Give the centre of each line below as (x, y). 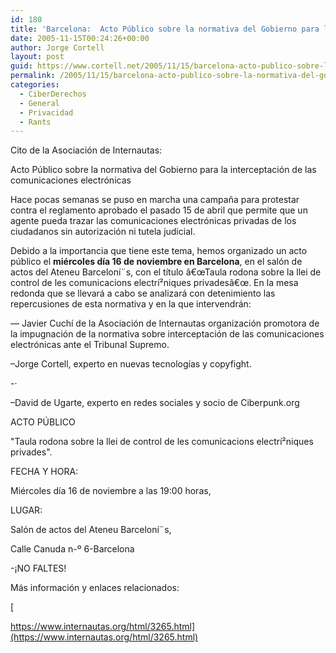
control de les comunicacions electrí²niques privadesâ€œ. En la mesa (154, 283)
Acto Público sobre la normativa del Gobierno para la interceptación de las (163, 170)
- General (39, 103)
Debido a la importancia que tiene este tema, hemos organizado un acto (159, 251)
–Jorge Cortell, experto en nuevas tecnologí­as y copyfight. (131, 364)
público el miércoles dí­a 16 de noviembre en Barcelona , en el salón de (156, 262)
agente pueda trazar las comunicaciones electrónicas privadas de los (153, 221)
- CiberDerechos (53, 94)
